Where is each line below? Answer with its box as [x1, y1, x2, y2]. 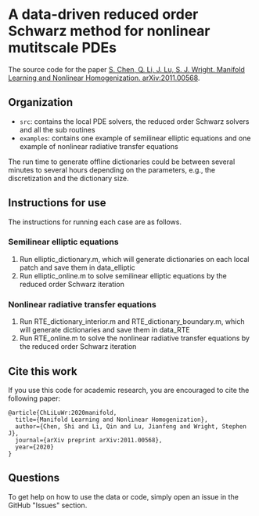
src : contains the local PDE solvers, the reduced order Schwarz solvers [19, 116, 250, 126]
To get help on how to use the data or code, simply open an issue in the [8, 492, 239, 501]
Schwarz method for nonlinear [8, 22, 210, 40]
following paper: [8, 394, 61, 403]
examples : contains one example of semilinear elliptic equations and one [19, 133, 251, 143]
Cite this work [8, 365, 77, 378]
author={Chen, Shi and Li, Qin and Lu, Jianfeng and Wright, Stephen [15, 422, 246, 431]
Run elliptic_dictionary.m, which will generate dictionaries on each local [19, 254, 250, 263]
